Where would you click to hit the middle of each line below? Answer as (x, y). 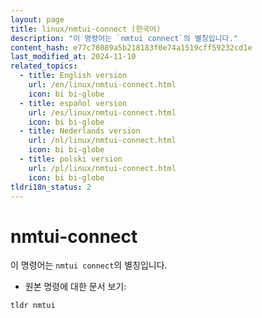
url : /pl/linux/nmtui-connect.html (102, 168)
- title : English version (73, 76)
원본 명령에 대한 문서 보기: (75, 287)
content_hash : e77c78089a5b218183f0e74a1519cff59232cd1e (131, 47)
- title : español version (73, 103)
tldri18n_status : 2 (51, 187)
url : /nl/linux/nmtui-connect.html (102, 141)
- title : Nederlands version (80, 131)
